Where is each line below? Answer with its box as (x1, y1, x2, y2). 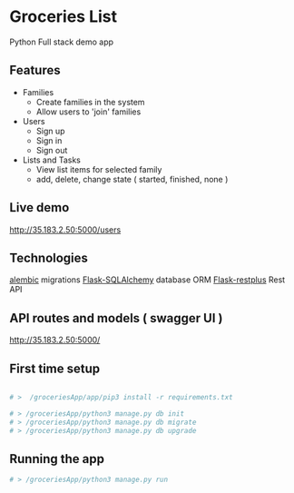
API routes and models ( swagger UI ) (9, 311, 223, 326)
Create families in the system (35, 96, 145, 107)
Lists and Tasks (22, 154, 82, 165)
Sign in (35, 134, 63, 146)
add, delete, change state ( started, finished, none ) (35, 173, 229, 184)
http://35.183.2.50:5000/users (9, 224, 122, 235)
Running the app (9, 451, 104, 467)
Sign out (35, 144, 68, 155)
